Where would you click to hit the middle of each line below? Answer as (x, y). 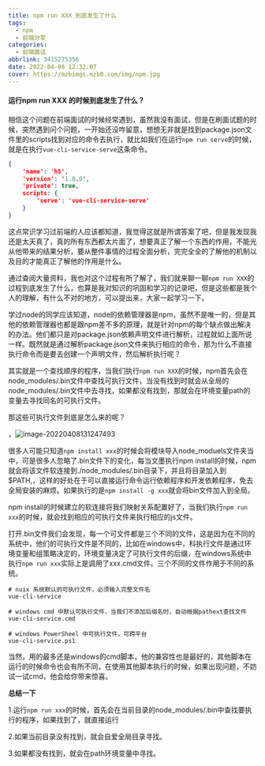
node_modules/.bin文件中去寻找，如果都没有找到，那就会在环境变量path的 (129, 390)
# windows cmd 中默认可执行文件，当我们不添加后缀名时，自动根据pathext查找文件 (127, 612)
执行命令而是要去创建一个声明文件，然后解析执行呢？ (95, 354)
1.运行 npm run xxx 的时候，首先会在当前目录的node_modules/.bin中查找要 (127, 710)
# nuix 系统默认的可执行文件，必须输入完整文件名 (79, 589)
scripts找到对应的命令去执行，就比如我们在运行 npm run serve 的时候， (142, 139)
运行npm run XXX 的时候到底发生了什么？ (77, 100)
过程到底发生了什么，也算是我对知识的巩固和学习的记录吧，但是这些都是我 (129, 287)
